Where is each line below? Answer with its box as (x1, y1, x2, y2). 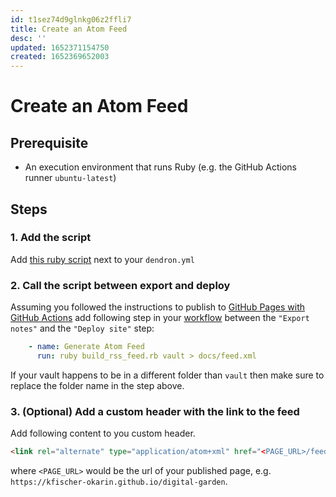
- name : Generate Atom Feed (28, 342, 145, 352)
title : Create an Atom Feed (10, 24, 128, 34)
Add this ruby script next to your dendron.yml (10, 253, 195, 265)
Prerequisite (10, 134, 89, 151)
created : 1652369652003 (10, 52, 110, 62)
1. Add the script (10, 231, 92, 245)
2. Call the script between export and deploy (10, 278, 231, 292)
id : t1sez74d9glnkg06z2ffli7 (10, 14, 132, 25)
